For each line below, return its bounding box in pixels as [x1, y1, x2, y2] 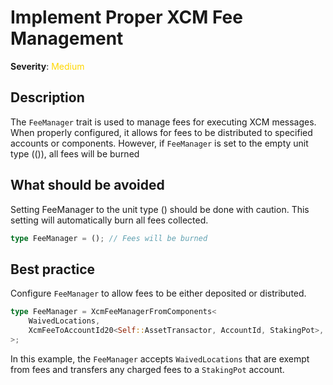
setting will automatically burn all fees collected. [10, 214, 209, 226]
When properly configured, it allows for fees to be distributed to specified [10, 126, 313, 138]
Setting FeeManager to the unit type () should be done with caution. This [10, 203, 310, 215]
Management [10, 27, 124, 50]
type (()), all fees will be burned [10, 147, 140, 160]
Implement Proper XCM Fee [10, 6, 243, 29]
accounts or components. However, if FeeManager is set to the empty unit [10, 137, 309, 149]
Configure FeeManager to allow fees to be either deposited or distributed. [10, 287, 307, 300]
